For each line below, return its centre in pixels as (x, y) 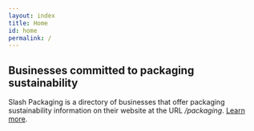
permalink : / (30, 38)
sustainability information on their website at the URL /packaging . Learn (127, 111)
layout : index (32, 16)
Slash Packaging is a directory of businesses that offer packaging (117, 102)
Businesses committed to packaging (101, 70)
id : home (23, 30)
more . (18, 119)
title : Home (28, 23)
